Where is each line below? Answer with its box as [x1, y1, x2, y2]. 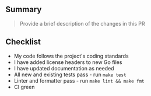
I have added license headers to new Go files [13, 58, 122, 66]
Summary [5, 5, 42, 15]
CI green [13, 83, 35, 90]
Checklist [5, 37, 41, 47]
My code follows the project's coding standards [13, 52, 129, 59]
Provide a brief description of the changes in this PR [19, 20, 145, 27]
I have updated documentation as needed [13, 65, 114, 72]
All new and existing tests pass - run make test [13, 71, 127, 78]
